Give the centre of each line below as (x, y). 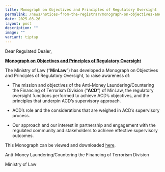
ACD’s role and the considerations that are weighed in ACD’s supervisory (86, 110)
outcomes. (23, 136)
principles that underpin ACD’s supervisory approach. (67, 101)
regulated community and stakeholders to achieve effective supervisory (85, 130)
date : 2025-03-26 (23, 19)
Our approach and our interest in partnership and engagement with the (84, 125)
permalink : (16, 14)
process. (21, 115)
